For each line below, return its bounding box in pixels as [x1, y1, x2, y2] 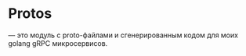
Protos [8, 5, 52, 23]
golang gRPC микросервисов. [8, 38, 108, 47]
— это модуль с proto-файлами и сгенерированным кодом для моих [8, 30, 239, 40]
